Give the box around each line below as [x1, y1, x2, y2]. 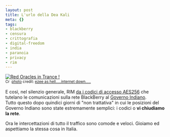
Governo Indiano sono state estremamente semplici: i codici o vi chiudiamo [5, 105, 165, 111]
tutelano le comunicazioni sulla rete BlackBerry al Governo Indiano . [5, 94, 147, 100]
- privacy [5, 55, 27, 60]
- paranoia [5, 50, 29, 55]
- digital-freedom [5, 41, 45, 46]
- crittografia [5, 36, 38, 41]
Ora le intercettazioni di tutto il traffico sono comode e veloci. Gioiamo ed [5, 121, 160, 127]
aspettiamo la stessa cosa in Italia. [5, 126, 78, 132]
